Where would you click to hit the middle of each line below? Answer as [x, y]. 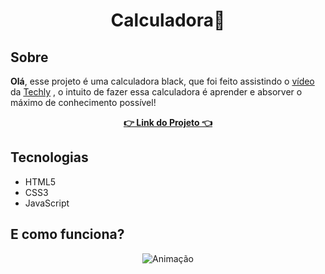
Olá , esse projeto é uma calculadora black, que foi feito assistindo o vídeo [162, 81]
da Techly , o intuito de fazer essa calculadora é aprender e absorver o [156, 92]
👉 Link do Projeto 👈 [168, 122]
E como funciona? [67, 234]
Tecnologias [49, 157]
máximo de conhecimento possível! [83, 102]
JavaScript [47, 203]
